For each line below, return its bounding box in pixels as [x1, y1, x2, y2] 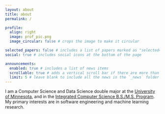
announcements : [5, 61, 36, 66]
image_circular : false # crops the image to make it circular [9, 39, 139, 44]
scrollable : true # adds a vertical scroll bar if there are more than [9, 70, 160, 75]
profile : [5, 25, 23, 30]
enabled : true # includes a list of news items [9, 66, 109, 71]
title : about [5, 12, 32, 17]
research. [5, 104, 25, 110]
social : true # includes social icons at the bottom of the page [5, 52, 141, 57]
